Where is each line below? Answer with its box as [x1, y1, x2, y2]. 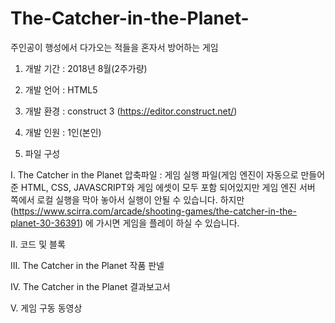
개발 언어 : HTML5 [24, 83, 98, 96]
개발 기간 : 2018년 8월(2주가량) [24, 62, 148, 74]
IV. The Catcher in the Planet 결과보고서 [10, 280, 171, 292]
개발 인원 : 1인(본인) [24, 126, 102, 138]
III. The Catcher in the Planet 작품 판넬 [10, 259, 165, 271]
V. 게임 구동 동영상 [10, 302, 83, 314]
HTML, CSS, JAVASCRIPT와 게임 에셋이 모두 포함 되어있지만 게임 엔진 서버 [20, 181, 316, 193]
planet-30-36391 [10, 217, 80, 229]
